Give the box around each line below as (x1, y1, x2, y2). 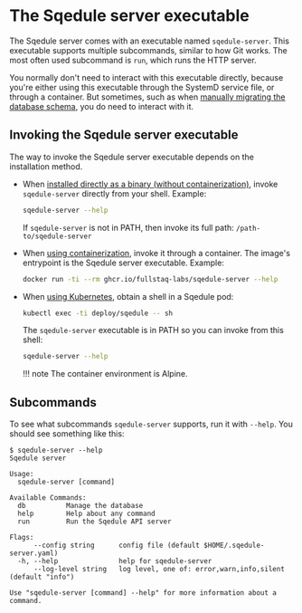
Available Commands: (9, 493, 88, 503)
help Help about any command (17, 509, 156, 519)
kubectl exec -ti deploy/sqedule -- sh (22, 309, 174, 318)
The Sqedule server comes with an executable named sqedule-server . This (9, 35, 289, 46)
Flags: (9, 533, 34, 542)
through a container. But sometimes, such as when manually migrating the (9, 91, 286, 102)
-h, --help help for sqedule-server (17, 557, 212, 566)
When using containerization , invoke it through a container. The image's (22, 247, 291, 258)
